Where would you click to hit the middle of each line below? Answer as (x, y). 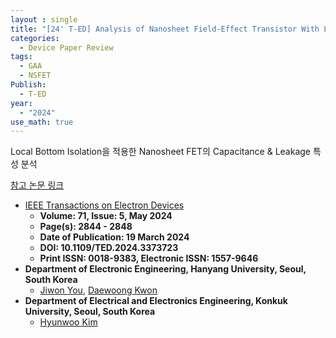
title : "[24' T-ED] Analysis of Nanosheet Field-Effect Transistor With (165, 29)
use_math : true (42, 122)
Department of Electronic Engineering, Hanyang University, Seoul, (165, 269)
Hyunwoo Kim (68, 322)
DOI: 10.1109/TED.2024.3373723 (109, 248)
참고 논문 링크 (37, 185)
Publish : (28, 85)
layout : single (44, 19)
